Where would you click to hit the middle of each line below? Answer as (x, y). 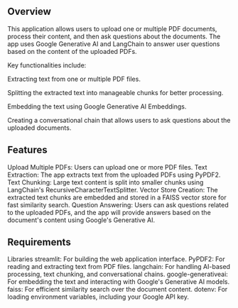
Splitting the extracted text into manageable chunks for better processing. (115, 92)
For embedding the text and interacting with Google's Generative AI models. (119, 282)
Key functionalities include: (47, 65)
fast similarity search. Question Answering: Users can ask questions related (118, 204)
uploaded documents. (39, 128)
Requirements (39, 242)
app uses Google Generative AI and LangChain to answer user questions (114, 44)
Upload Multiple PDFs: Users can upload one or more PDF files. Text (107, 167)
